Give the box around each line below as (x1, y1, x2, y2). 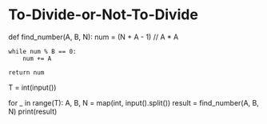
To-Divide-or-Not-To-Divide (8, 6, 198, 24)
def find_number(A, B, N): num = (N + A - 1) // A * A (8, 32, 179, 42)
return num (8, 68, 45, 77)
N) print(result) (8, 106, 58, 116)
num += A (22, 54, 52, 62)
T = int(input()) (8, 82, 57, 92)
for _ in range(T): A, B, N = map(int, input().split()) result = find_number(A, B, (8, 98, 260, 107)
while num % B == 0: (8, 47, 78, 55)
